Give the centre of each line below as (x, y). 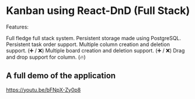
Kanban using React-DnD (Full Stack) (98, 11)
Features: (18, 27)
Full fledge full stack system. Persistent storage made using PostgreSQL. (94, 38)
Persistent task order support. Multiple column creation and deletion (88, 44)
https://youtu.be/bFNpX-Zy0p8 (43, 90)
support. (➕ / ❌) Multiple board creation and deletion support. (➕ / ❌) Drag (95, 50)
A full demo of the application (61, 76)
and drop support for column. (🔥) (46, 57)
